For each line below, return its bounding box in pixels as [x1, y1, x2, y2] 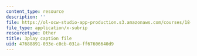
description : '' [6, 14, 46, 20]
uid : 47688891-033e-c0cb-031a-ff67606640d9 [6, 41, 114, 47]
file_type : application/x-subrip [6, 24, 88, 31]
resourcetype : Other [6, 30, 57, 36]
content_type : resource [6, 8, 64, 15]
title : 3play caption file [6, 36, 72, 41]
